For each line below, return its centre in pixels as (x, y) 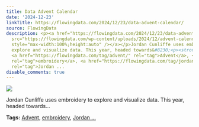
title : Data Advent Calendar (42, 12)
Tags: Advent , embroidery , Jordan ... (51, 118)
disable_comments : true (36, 72)
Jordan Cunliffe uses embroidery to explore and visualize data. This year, (95, 100)
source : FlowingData (32, 28)
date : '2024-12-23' (30, 17)
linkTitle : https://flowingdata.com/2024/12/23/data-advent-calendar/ (95, 22)
